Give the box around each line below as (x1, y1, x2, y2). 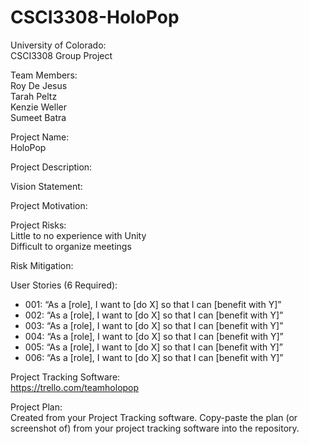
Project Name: (10, 131, 70, 143)
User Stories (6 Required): (10, 279, 118, 291)
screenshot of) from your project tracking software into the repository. (10, 422, 300, 434)
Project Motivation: (10, 199, 88, 211)
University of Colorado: (10, 39, 107, 51)
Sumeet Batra (10, 111, 67, 123)
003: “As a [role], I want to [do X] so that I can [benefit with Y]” (24, 319, 284, 331)
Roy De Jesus (10, 79, 68, 91)
